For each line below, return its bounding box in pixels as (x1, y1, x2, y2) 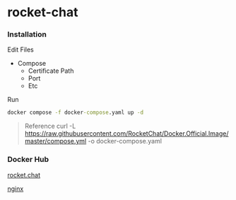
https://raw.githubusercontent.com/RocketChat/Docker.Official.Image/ (24, 129, 229, 138)
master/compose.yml (24, 137, 87, 146)
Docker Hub (7, 155, 49, 165)
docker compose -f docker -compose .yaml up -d (7, 109, 143, 117)
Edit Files (7, 45, 34, 54)
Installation (7, 30, 47, 40)
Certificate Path (28, 66, 74, 75)
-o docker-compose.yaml (88, 137, 163, 146)
